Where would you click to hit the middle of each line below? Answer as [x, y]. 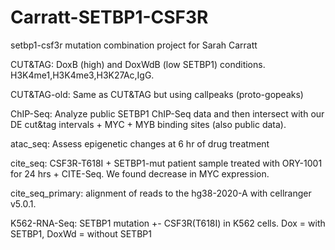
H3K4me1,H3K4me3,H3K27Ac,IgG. [82, 75]
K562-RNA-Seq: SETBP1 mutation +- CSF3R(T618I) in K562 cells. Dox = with [168, 223]
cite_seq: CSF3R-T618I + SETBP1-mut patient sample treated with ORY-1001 [166, 163]
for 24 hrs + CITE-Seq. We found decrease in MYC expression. [140, 173]
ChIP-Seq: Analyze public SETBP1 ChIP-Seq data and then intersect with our [167, 113]
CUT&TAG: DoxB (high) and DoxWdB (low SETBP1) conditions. [138, 64]
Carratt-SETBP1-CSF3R [109, 17]
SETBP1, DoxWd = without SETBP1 [81, 233]
